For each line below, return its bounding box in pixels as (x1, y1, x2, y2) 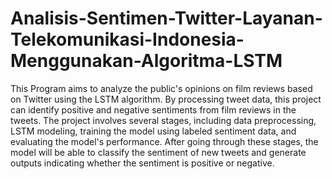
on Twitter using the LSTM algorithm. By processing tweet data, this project (10, 93, 322, 105)
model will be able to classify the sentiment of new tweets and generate (10, 146, 307, 158)
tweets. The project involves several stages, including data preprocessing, (10, 114, 317, 126)
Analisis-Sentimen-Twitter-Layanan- (10, 7, 323, 30)
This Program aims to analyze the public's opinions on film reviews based (10, 82, 313, 94)
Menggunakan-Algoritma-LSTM (10, 50, 283, 72)
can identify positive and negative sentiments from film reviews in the (10, 103, 297, 116)
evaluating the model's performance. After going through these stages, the (10, 135, 319, 147)
